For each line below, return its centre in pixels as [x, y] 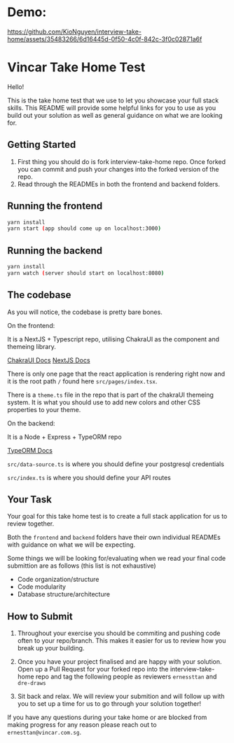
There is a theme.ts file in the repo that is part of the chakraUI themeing [110, 395]
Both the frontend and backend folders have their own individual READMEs [114, 538]
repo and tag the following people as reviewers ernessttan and [126, 676]
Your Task [30, 499]
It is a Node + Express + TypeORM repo [64, 437]
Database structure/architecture [64, 594]
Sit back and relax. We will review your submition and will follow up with [121, 696]
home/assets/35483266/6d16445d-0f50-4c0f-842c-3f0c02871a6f [105, 39]
